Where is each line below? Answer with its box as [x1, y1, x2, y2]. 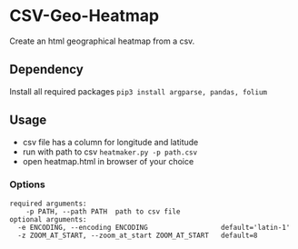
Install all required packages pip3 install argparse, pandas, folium [9, 85, 268, 96]
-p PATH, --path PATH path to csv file [25, 206, 181, 216]
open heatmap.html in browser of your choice [22, 155, 194, 166]
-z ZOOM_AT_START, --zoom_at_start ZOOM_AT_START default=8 [17, 231, 258, 240]
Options [9, 178, 45, 191]
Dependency [9, 62, 84, 77]
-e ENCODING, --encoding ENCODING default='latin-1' [17, 223, 291, 232]
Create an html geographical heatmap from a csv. [9, 35, 195, 46]
